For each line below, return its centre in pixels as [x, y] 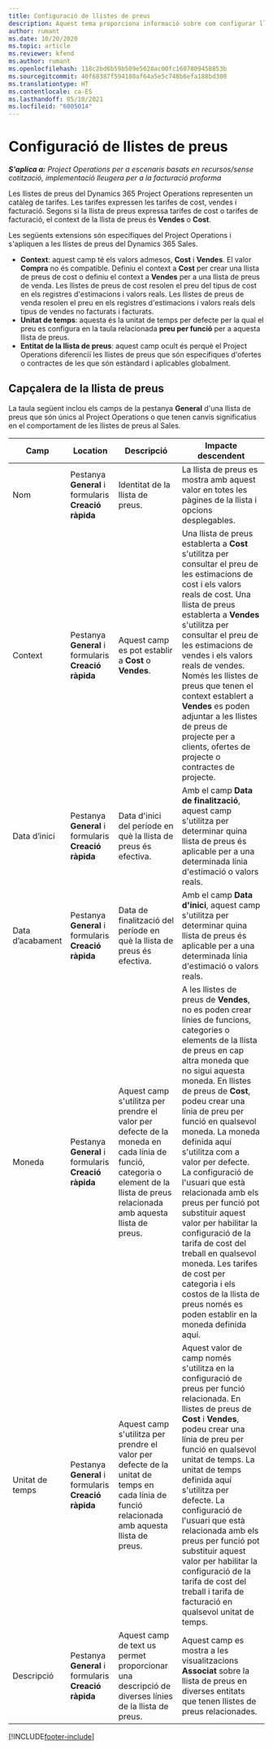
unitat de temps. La [218, 1459]
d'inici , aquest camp [221, 905]
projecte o [201, 756]
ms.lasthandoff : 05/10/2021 [56, 99]
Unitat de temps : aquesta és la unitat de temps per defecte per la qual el [142, 320]
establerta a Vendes [221, 614]
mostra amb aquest [219, 479]
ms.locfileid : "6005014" [50, 106]
